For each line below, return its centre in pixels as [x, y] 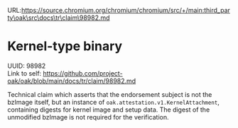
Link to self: [25, 73]
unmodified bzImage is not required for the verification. [88, 117]
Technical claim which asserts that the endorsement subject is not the [110, 94]
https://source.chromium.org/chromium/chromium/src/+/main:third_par [126, 10]
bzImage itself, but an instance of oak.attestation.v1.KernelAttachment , [114, 102]
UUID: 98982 [27, 66]
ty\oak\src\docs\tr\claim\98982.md [59, 18]
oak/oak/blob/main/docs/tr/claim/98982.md [72, 81]
